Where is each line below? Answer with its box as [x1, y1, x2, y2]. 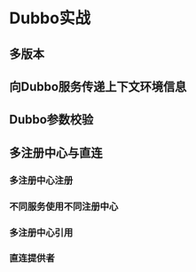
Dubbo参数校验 [9, 112, 94, 127]
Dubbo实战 [9, 8, 91, 28]
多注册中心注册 [9, 174, 74, 187]
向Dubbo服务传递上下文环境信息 [9, 79, 187, 94]
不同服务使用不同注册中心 [9, 200, 119, 212]
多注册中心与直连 [9, 145, 103, 160]
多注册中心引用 [9, 226, 74, 238]
